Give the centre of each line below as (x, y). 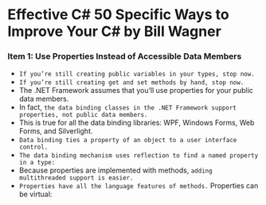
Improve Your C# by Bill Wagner (115, 31)
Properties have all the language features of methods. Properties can (139, 186)
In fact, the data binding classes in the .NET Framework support (127, 107)
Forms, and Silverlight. (56, 131)
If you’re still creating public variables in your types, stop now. (137, 74)
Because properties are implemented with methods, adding (115, 170)
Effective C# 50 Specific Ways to (118, 15)
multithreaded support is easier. (76, 178)
